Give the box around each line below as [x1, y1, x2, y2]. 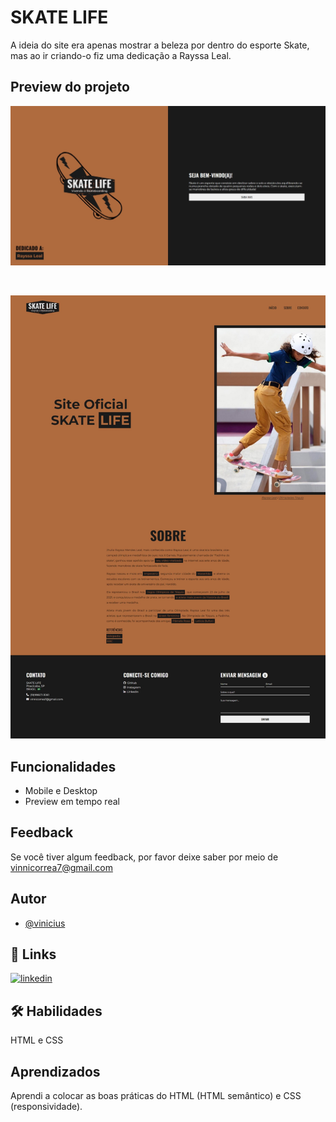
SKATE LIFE [10, 6, 109, 29]
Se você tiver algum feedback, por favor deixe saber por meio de [10, 851, 279, 863]
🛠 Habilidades [10, 1002, 103, 1020]
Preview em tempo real [24, 795, 120, 807]
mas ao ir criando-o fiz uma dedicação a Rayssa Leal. [10, 49, 232, 61]
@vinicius [24, 917, 66, 929]
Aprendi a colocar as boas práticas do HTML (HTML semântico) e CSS [10, 1089, 302, 1101]
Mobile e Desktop [24, 784, 98, 796]
